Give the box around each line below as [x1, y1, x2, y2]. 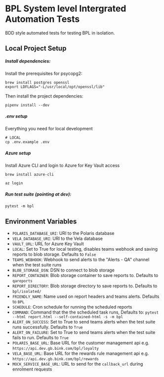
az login [5, 181, 23, 186]
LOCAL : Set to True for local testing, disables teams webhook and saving [12, 246, 158, 252]
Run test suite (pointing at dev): [5, 191, 72, 197]
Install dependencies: [5, 58, 51, 64]
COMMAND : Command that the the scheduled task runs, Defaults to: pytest [12, 309, 159, 315]
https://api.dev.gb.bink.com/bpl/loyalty [12, 346, 99, 351]
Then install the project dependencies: [5, 93, 83, 99]
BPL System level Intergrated [5, 3, 126, 14]
